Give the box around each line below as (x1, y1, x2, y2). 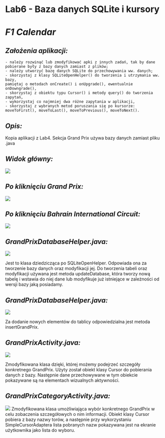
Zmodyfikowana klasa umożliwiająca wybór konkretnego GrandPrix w (11, 405, 155, 412)
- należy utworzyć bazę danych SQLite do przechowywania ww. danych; (5, 69, 153, 74)
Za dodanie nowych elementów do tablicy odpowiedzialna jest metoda (5, 319, 150, 325)
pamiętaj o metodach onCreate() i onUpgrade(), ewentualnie (5, 82, 133, 87)
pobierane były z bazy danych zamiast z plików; (5, 64, 108, 69)
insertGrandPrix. (5, 324, 39, 330)
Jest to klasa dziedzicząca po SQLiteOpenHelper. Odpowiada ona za (5, 260, 147, 266)
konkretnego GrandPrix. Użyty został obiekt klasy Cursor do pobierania (5, 366, 152, 372)
